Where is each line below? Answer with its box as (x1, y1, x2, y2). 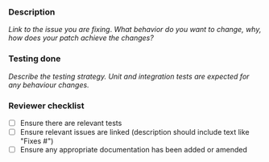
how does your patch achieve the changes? (8, 33, 155, 43)
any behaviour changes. (8, 79, 90, 90)
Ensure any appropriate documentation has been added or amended (19, 145, 247, 155)
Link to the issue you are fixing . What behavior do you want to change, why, (8, 25, 262, 34)
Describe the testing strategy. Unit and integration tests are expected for (8, 71, 250, 81)
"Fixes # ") (19, 136, 54, 146)
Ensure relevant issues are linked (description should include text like (19, 127, 250, 136)
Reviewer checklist (8, 99, 85, 111)
